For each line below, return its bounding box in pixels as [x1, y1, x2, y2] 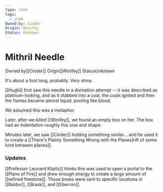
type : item [5, 7, 28, 12]
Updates [5, 154, 26, 161]
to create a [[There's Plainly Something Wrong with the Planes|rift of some [5, 137, 157, 143]
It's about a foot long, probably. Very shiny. [5, 77, 93, 83]
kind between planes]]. [5, 142, 53, 148]
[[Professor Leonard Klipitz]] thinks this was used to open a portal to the [5, 166, 153, 172]
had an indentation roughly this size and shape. [5, 122, 102, 128]
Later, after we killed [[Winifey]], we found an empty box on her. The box [5, 117, 154, 123]
